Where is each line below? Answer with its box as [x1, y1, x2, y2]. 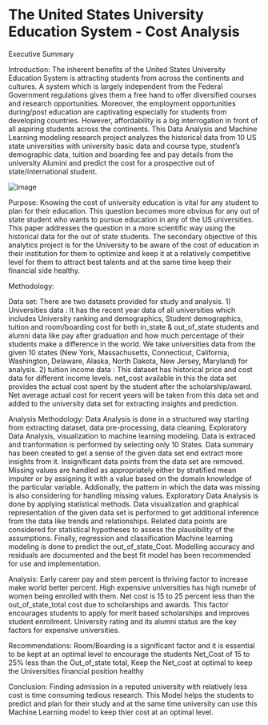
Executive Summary [8, 49, 74, 58]
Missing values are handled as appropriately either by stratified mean [8, 465, 237, 475]
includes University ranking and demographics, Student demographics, [8, 314, 243, 323]
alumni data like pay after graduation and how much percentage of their [8, 330, 245, 340]
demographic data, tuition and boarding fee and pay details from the [8, 150, 234, 159]
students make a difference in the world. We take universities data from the [8, 338, 256, 349]
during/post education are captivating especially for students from [8, 106, 227, 117]
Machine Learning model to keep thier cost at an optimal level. [8, 707, 214, 717]
